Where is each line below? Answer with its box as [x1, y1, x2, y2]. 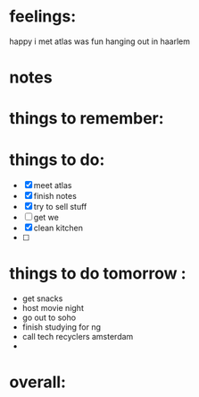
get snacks [21, 293, 63, 304]
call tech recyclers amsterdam [21, 332, 134, 342]
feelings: [9, 6, 77, 27]
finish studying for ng [21, 322, 101, 332]
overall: [9, 372, 67, 393]
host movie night [21, 303, 85, 314]
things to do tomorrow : [9, 263, 187, 284]
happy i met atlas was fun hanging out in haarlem [9, 36, 190, 47]
